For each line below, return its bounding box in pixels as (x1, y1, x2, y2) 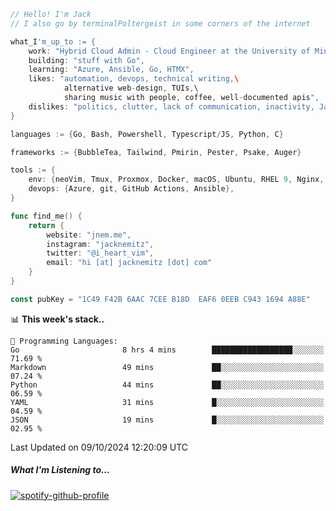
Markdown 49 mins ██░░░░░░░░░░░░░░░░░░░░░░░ (10, 362, 325, 372)
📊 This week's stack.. (10, 313, 105, 325)
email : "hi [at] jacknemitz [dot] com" (46, 258, 213, 268)
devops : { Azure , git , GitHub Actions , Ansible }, (28, 184, 235, 194)
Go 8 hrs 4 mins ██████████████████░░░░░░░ (10, 345, 325, 355)
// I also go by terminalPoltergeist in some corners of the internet (10, 18, 311, 29)
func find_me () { (10, 211, 83, 221)
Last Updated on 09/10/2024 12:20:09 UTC (10, 441, 189, 453)
